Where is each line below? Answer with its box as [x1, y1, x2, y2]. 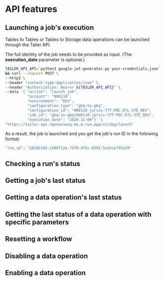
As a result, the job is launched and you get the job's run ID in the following [5, 131, 159, 137]
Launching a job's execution [5, 23, 94, 32]
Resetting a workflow [5, 235, 72, 243]
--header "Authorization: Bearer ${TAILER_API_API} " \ [5, 85, 121, 90]
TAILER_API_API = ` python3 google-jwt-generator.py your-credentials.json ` [5, 66, 161, 71]
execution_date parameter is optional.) [5, 57, 85, 63]
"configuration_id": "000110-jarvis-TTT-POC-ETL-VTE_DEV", [27, 108, 152, 113]
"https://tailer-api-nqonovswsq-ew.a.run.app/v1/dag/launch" [5, 122, 134, 127]
